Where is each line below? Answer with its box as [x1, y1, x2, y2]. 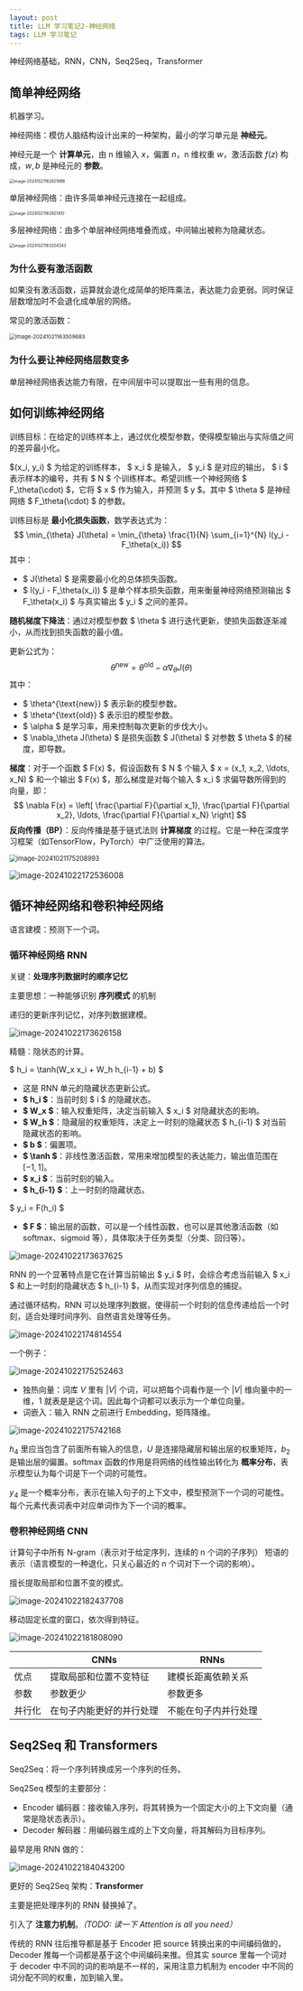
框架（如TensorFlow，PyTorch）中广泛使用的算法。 [16, 837, 210, 847]
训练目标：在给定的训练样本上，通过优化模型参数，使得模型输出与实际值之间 [9, 431, 294, 442]
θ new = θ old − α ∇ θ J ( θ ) [110, 660, 193, 675]
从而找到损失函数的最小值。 [24, 626, 128, 637]
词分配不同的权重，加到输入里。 [9, 1971, 128, 1983]
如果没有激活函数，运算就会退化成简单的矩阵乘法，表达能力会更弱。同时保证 [9, 285, 294, 295]
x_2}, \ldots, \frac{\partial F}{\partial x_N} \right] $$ [56, 809, 247, 820]
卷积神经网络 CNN [9, 1524, 88, 1537]
